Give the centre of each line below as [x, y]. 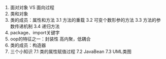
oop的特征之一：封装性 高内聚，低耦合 [51, 39]
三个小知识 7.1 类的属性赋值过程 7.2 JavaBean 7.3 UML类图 [71, 51]
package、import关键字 [35, 33]
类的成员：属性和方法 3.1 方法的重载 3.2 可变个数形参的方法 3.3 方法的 [83, 20]
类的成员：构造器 [28, 45]
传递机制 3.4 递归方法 [37, 26]
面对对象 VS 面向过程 [32, 7]
